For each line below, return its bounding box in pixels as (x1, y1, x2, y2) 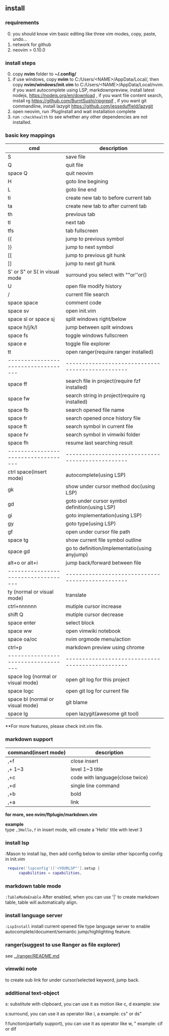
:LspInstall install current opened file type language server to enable (5, 923, 150, 929)
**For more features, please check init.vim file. (5, 723, 103, 729)
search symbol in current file (65, 423, 133, 430)
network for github (12, 41, 51, 47)
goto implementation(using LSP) (65, 512, 142, 519)
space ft (8, 423, 27, 430)
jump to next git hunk (65, 260, 116, 267)
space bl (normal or (8, 696, 54, 703)
